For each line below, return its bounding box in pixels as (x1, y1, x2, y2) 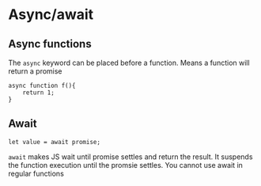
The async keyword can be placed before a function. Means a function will (8, 58, 251, 67)
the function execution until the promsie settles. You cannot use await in (8, 160, 244, 169)
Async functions (8, 37, 93, 51)
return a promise (8, 66, 62, 76)
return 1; (22, 89, 55, 97)
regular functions (8, 169, 65, 178)
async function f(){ (8, 82, 77, 89)
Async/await (8, 6, 93, 24)
